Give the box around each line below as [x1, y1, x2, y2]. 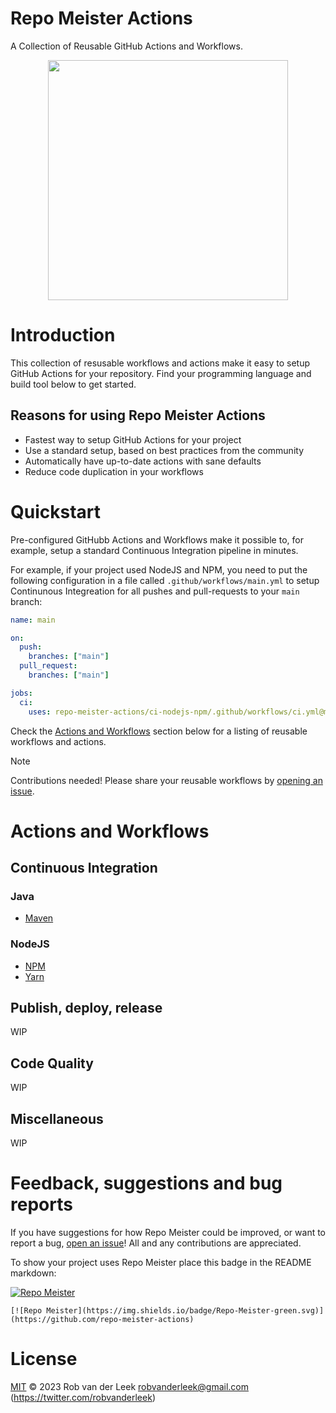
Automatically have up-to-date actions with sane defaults [24, 455, 262, 467]
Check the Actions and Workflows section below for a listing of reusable [10, 725, 308, 737]
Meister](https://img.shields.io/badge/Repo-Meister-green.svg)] [46, 1306, 325, 1316]
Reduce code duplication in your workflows [24, 465, 204, 477]
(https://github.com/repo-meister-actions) [10, 1315, 195, 1325]
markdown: [10, 1267, 57, 1279]
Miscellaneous [10, 1110, 104, 1127]
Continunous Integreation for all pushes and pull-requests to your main [10, 585, 300, 597]
